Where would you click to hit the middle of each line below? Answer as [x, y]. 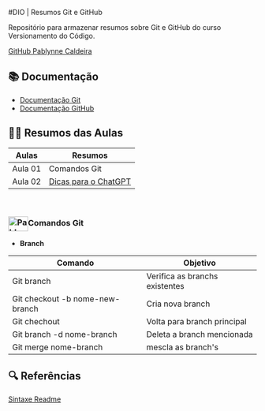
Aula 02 [27, 181]
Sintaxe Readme [35, 399]
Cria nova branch [178, 304]
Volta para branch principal [196, 321]
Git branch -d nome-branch [65, 334]
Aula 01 [27, 168]
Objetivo [200, 263]
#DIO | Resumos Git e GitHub [55, 12]
